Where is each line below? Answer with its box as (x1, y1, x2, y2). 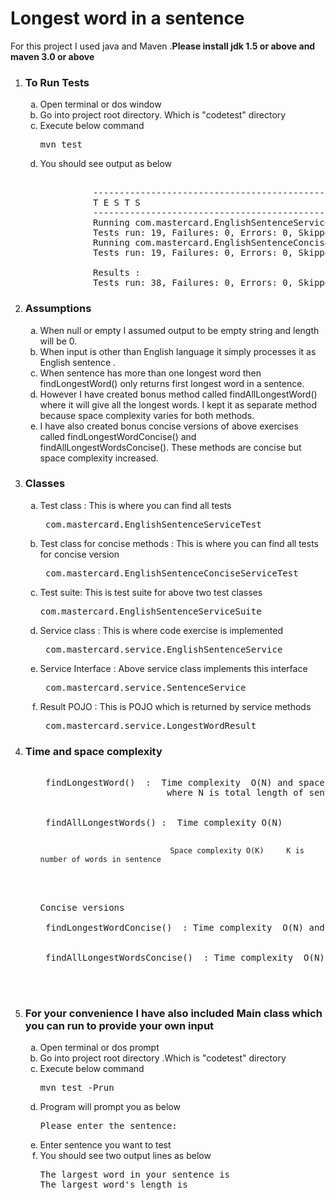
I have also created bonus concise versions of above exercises (39, 420, 299, 432)
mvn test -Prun (39, 1082, 115, 1094)
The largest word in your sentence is (39, 1169, 231, 1181)
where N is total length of (166, 787, 305, 799)
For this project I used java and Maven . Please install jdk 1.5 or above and (10, 40, 316, 52)
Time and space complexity (24, 744, 163, 758)
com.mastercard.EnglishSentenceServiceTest (45, 518, 262, 530)
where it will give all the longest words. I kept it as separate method (39, 398, 318, 411)
